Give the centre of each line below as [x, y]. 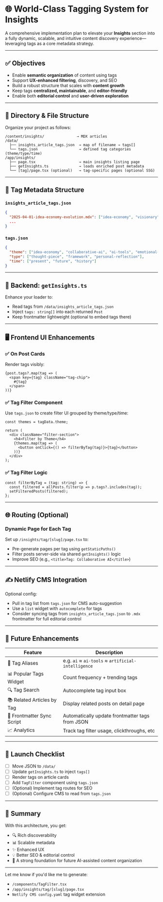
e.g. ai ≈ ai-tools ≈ [85, 660]
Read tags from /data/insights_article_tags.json [63, 307]
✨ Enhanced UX [28, 849]
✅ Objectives [25, 64]
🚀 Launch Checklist [35, 754]
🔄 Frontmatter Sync [30, 715]
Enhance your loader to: [29, 297]
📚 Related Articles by [32, 700]
